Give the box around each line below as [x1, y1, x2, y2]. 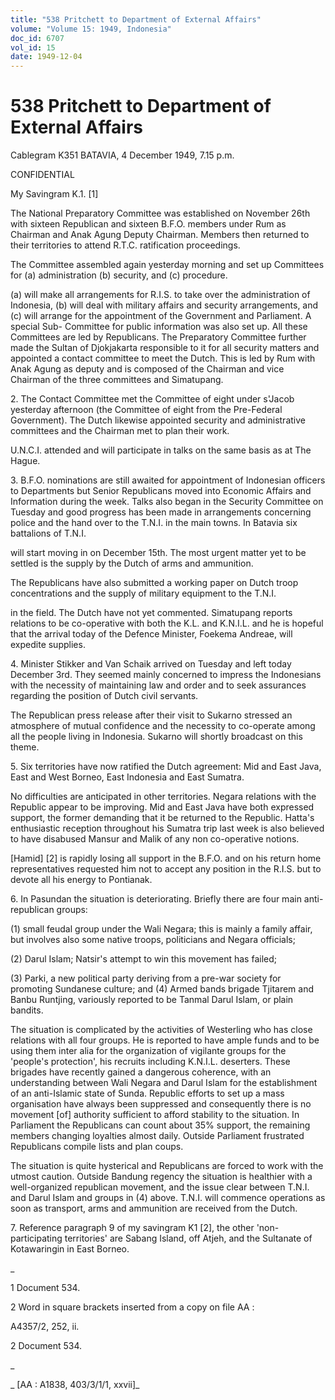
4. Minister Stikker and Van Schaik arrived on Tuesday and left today [10, 658, 292, 670]
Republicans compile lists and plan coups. [10, 1141, 184, 1153]
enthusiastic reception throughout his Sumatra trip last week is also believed [10, 822, 325, 835]
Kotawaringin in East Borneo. [10, 1243, 130, 1255]
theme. [10, 741, 40, 753]
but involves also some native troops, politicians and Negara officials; [10, 934, 296, 946]
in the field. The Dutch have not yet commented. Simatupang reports [10, 607, 293, 619]
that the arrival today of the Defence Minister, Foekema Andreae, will [10, 628, 293, 640]
